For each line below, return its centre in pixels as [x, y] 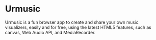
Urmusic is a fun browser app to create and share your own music [72, 22]
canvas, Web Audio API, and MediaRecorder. [50, 32]
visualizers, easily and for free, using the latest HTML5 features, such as [78, 27]
